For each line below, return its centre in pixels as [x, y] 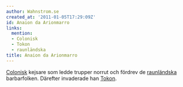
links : [14, 28]
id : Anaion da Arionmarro [38, 22]
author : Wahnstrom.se [33, 11]
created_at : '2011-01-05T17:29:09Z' [51, 17]
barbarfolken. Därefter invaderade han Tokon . [61, 78]
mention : [22, 34]
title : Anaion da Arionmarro [42, 55]
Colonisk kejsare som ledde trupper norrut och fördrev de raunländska [91, 72]
